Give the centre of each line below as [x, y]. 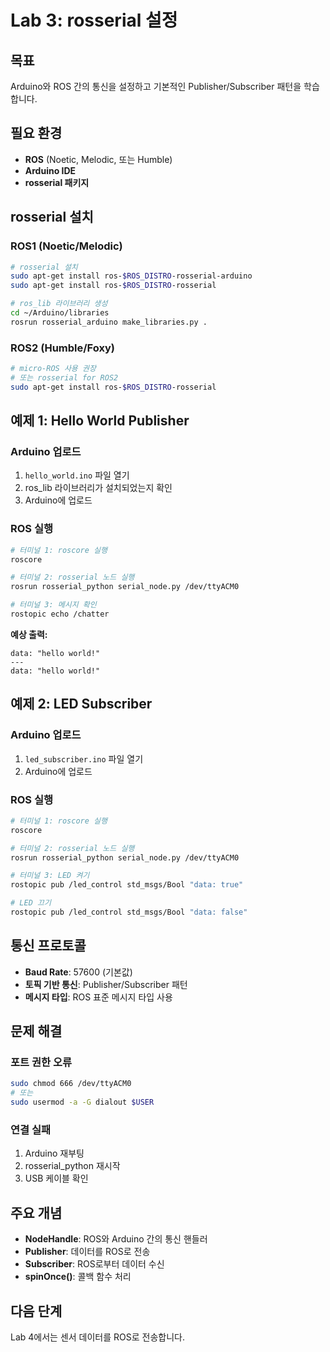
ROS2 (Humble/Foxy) [62, 348]
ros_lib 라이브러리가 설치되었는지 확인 [98, 488]
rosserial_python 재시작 [72, 1166]
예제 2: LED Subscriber [81, 704]
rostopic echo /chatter [60, 614]
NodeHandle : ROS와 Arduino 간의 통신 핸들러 [116, 1239]
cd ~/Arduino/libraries [60, 313]
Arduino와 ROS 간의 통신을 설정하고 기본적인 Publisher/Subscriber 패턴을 [156, 86]
